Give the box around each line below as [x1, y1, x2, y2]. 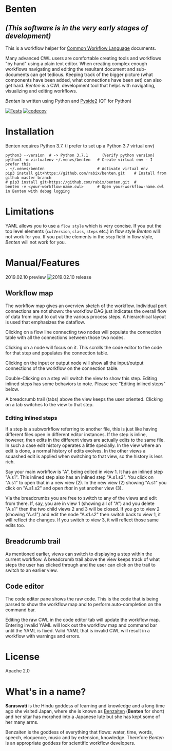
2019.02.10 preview [5, 274, 46, 280]
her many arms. [5, 719, 39, 725]
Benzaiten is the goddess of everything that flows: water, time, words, [5, 729, 153, 735]
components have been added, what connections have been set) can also [5, 77, 162, 83]
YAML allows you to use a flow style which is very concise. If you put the [5, 222, 162, 229]
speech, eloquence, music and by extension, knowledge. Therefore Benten [5, 735, 164, 741]
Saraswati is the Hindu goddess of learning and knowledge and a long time [5, 703, 165, 709]
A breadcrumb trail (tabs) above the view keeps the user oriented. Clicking [5, 396, 163, 402]
